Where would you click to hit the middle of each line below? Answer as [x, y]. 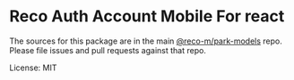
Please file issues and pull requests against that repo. [108, 50]
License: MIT [33, 68]
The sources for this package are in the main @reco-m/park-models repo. [146, 41]
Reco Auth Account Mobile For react [147, 16]
